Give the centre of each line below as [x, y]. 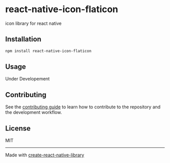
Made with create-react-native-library [45, 155]
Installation [23, 39]
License [18, 128]
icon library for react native [33, 23]
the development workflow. [34, 112]
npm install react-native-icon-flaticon [49, 51]
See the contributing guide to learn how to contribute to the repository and [83, 107]
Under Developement [28, 79]
